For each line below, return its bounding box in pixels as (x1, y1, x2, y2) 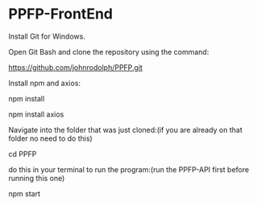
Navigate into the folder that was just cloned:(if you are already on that (8, 125, 243, 134)
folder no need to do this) (8, 134, 93, 143)
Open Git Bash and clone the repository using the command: (8, 47, 209, 56)
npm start (8, 188, 41, 198)
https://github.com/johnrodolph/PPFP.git (8, 62, 143, 72)
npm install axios (8, 109, 64, 119)
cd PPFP (8, 149, 37, 159)
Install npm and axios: (8, 78, 81, 88)
